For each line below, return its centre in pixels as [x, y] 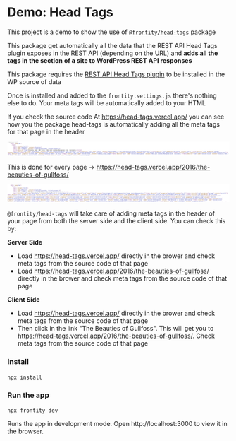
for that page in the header [46, 131]
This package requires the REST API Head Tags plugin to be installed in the [116, 74]
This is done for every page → [51, 167]
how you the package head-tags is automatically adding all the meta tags [114, 124]
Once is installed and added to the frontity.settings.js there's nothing [112, 95]
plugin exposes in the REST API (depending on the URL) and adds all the [113, 53]
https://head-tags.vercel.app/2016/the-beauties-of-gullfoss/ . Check [116, 336]
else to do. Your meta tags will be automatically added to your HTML [107, 102]
